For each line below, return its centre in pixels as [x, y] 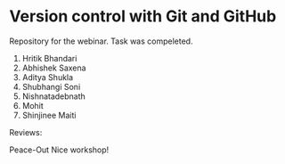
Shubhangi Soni [51, 86]
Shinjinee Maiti [49, 115]
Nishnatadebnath [54, 96]
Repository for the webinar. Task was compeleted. [101, 41]
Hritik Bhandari [49, 58]
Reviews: [26, 132]
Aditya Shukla [48, 77]
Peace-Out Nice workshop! [59, 150]
